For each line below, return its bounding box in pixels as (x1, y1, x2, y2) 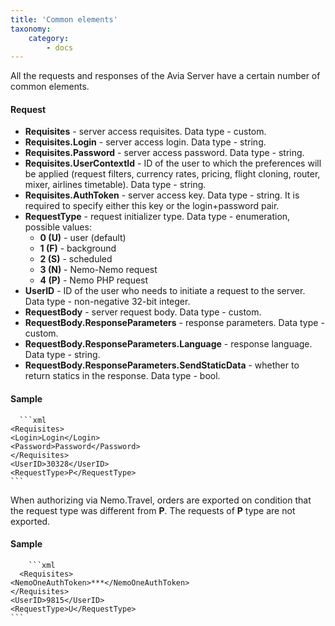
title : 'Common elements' (10, 14, 118, 25)
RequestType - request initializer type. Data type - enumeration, (24, 211, 291, 223)
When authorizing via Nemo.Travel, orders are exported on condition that (10, 494, 312, 506)
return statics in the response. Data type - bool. (24, 370, 221, 382)
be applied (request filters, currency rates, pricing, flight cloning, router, (24, 168, 321, 180)
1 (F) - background (39, 242, 117, 255)
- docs (46, 42, 74, 53)
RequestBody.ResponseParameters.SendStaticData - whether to (24, 359, 300, 371)
